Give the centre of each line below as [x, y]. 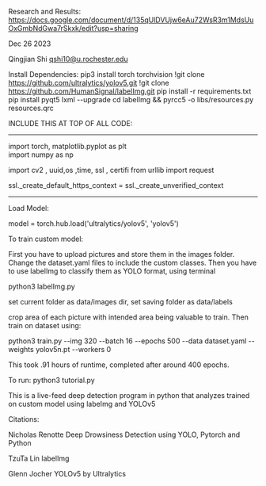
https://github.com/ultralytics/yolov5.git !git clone [89, 83]
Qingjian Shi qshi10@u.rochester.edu [68, 59]
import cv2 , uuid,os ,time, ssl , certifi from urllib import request [111, 170]
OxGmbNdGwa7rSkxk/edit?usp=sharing [73, 28]
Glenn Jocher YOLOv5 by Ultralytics [67, 474]
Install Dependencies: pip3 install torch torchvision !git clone [106, 74]
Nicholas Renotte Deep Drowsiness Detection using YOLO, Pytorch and [124, 434]
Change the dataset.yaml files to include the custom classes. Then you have [133, 262]
